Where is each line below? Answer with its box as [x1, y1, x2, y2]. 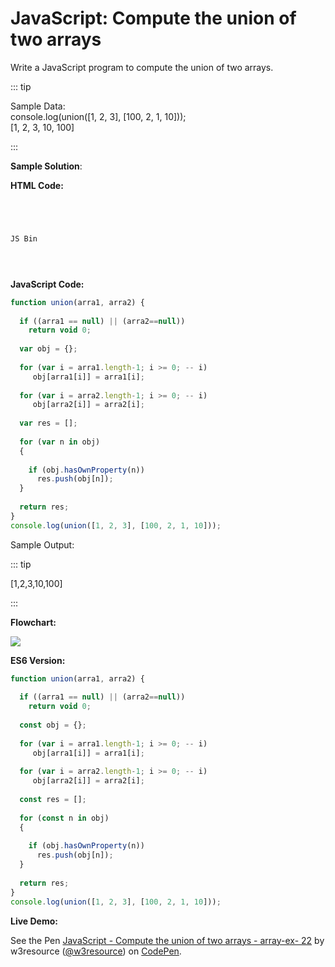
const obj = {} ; [19, 720, 87, 731]
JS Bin [10, 233, 38, 244]
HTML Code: [10, 179, 64, 191]
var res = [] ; [19, 418, 78, 429]
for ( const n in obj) [19, 813, 110, 823]
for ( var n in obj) [19, 437, 101, 447]
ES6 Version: [10, 654, 66, 666]
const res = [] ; [19, 795, 87, 805]
